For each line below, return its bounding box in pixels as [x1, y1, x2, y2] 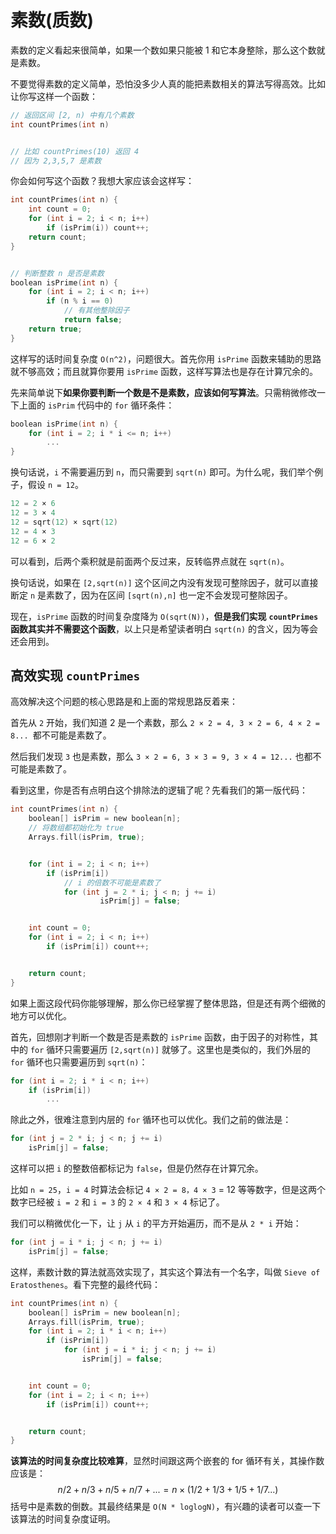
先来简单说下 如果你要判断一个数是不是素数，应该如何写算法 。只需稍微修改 [10, 386, 317, 398]
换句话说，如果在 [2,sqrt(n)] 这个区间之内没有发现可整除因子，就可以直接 [10, 576, 319, 588]
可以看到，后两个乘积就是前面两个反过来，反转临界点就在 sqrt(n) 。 [10, 555, 290, 567]
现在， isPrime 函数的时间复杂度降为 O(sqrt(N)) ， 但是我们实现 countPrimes [10, 610, 319, 622]
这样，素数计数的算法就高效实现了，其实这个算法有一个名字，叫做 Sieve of [10, 1266, 321, 1278]
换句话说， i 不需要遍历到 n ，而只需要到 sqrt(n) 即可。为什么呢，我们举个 [10, 466, 315, 478]
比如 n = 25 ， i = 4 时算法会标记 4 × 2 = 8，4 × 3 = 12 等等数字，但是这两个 [10, 1184, 326, 1195]
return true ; [28, 324, 83, 334]
